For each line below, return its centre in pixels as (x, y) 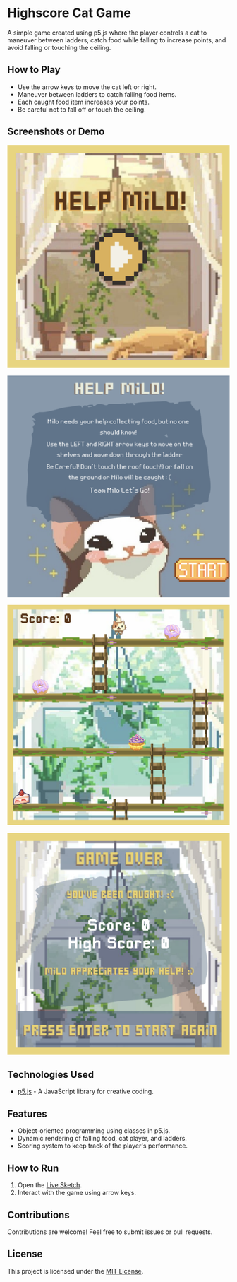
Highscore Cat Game (69, 13)
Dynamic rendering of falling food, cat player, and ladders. (102, 1139)
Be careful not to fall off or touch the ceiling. (81, 109)
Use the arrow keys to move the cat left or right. (87, 87)
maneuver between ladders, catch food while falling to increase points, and (117, 40)
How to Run (33, 1168)
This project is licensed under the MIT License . (75, 1271)
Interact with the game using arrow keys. (77, 1193)
